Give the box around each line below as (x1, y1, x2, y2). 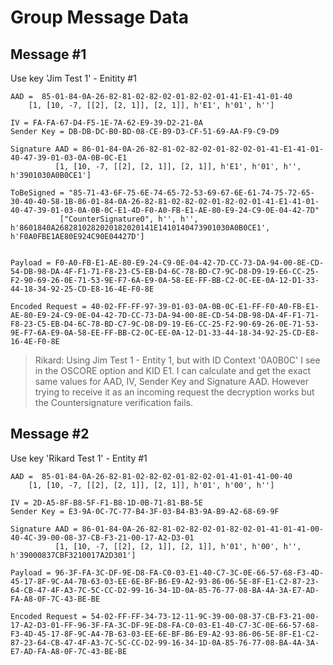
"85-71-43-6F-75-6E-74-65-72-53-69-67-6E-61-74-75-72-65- (68, 188, 315, 198)
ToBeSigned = (10, 188, 65, 198)
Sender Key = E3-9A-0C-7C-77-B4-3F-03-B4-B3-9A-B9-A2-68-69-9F (10, 506, 280, 516)
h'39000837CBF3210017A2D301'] (10, 550, 137, 560)
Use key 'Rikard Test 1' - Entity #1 (10, 452, 148, 464)
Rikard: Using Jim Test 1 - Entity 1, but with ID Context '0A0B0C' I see (34, 354, 321, 366)
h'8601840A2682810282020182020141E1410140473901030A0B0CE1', (10, 223, 271, 233)
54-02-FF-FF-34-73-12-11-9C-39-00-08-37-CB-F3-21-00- (90, 611, 320, 621)
